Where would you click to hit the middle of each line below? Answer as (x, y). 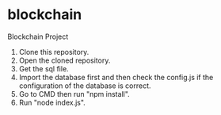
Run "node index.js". (52, 102)
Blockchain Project (38, 36)
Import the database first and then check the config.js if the (116, 77)
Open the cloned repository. (65, 60)
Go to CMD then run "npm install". (74, 94)
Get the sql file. (44, 68)
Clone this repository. (54, 52)
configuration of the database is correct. (85, 86)
